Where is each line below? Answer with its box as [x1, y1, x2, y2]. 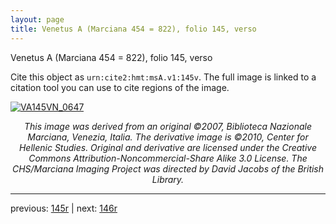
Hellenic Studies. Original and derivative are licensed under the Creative [18, 141, 318, 153]
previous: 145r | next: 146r [10, 202, 118, 214]
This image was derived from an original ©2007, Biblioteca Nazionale [24, 120, 312, 132]
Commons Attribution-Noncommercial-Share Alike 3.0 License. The [28, 152, 308, 164]
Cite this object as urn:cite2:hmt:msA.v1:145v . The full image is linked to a [10, 71, 317, 83]
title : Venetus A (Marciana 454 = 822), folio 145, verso [10, 24, 257, 34]
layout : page [10, 14, 65, 25]
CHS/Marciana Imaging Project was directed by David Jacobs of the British [11, 162, 325, 175]
